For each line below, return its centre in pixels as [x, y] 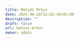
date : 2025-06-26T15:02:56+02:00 [40, 14]
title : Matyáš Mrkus [27, 10]
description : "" [22, 19]
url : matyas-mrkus [24, 28]
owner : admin [19, 33]
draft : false [19, 23]
